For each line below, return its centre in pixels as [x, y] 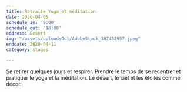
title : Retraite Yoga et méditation [51, 11]
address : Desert [26, 33]
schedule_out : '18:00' [34, 28]
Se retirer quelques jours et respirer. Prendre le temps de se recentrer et [93, 71]
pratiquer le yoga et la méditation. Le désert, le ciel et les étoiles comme [93, 77]
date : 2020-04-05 [27, 17]
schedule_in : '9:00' [31, 22]
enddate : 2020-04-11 [31, 45]
